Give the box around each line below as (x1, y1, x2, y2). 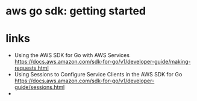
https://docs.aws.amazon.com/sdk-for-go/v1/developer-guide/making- (14, 58, 191, 66)
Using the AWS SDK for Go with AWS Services (14, 52, 130, 59)
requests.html (14, 64, 49, 72)
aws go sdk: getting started (5, 4, 146, 18)
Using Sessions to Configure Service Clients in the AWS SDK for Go (14, 71, 183, 78)
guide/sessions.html (14, 84, 65, 91)
